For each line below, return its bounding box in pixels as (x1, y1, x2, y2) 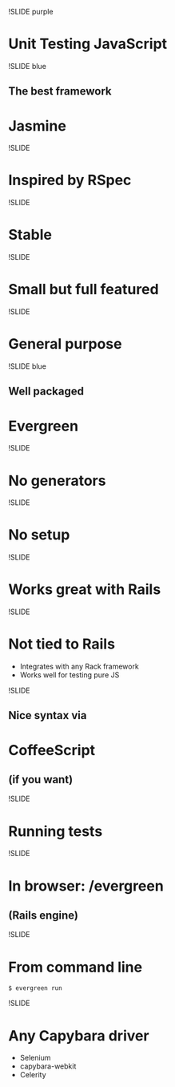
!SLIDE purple (8, 7, 54, 16)
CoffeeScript (8, 741, 96, 759)
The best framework (8, 84, 112, 99)
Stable (8, 226, 52, 244)
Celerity (19, 1070, 46, 1080)
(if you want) (8, 773, 74, 786)
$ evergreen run (8, 984, 62, 992)
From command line (8, 958, 142, 976)
